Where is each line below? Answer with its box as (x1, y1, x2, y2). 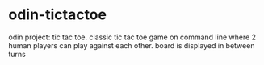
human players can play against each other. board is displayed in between (8, 40, 255, 50)
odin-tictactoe (8, 6, 107, 24)
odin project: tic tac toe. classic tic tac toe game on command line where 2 (8, 32, 257, 42)
